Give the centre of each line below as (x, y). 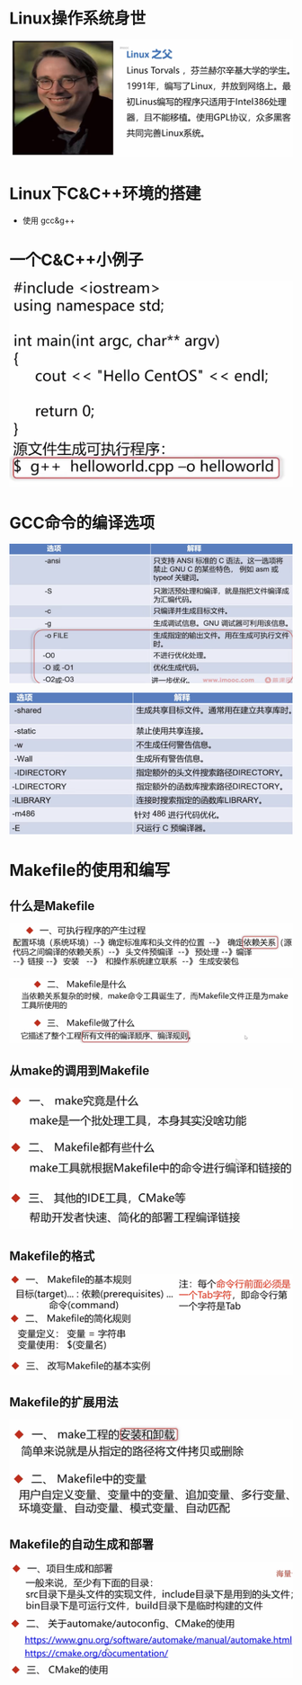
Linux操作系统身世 (78, 18)
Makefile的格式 (52, 1257)
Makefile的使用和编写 (90, 871)
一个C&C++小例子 (76, 260)
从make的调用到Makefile (80, 1071)
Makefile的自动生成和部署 (82, 1544)
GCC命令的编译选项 (82, 523)
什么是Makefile (52, 906)
